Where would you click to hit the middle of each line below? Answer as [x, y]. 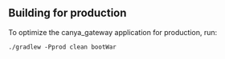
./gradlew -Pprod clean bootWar [62, 47]
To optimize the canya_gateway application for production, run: [113, 32]
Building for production [67, 13]
